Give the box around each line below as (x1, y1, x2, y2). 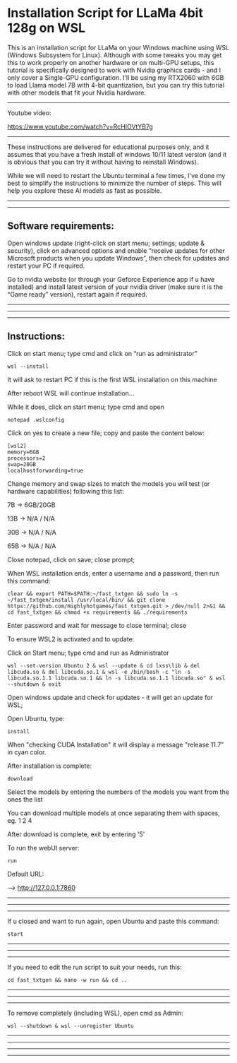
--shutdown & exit (7, 680, 61, 688)
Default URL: (7, 869, 44, 878)
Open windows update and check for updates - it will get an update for (7, 693, 213, 701)
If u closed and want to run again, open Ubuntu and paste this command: (7, 917, 220, 925)
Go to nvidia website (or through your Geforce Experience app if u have (7, 275, 215, 283)
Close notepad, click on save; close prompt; (7, 555, 135, 564)
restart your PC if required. (7, 261, 85, 270)
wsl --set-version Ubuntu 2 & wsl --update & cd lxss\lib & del (7, 662, 200, 669)
